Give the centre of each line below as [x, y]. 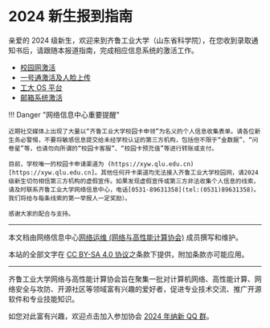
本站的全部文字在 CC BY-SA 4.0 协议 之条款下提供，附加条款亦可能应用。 [129, 254]
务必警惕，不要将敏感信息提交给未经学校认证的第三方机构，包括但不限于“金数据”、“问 [136, 140]
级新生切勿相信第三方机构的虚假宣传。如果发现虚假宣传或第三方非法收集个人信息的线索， [134, 181]
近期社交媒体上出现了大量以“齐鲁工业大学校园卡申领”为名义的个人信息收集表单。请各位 [131, 131]
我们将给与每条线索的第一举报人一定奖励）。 [70, 198]
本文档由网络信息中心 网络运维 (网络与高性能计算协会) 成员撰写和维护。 [126, 237]
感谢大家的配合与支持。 [41, 214]
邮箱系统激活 [41, 97]
